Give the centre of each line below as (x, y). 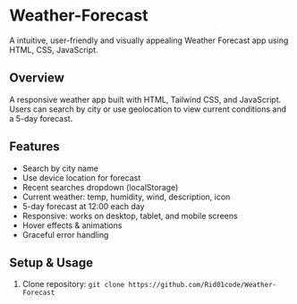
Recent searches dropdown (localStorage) (100, 187)
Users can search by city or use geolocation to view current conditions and (148, 109)
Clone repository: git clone (73, 284)
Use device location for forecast (81, 177)
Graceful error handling (65, 234)
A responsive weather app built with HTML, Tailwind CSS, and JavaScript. (145, 99)
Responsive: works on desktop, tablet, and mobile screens (130, 215)
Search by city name (60, 168)
